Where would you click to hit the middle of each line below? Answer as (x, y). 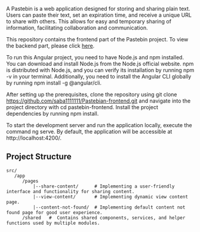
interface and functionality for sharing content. (70, 191)
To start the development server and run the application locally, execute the (99, 125)
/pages (30, 181)
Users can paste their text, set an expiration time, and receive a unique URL (99, 15)
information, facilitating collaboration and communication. (77, 28)
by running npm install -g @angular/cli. (54, 83)
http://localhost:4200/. (34, 138)
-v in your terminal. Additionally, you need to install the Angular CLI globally (99, 76)
